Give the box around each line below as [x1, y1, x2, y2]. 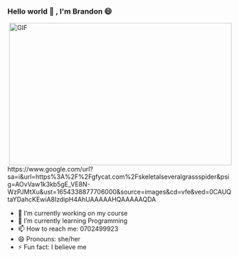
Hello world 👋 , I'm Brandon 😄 [7, 6, 112, 16]
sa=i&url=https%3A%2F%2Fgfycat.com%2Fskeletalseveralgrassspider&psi [7, 172, 230, 181]
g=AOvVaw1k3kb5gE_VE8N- [7, 180, 90, 189]
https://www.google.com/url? [7, 165, 94, 174]
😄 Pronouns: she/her [17, 235, 80, 243]
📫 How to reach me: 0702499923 [17, 224, 119, 234]
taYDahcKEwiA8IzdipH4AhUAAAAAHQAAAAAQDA [7, 195, 156, 204]
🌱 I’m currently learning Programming [17, 216, 128, 225]
